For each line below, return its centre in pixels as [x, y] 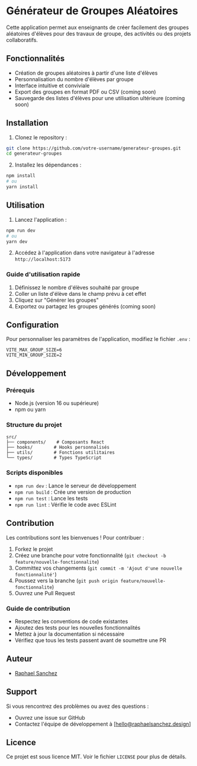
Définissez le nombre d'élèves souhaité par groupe [77, 287]
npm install [21, 176]
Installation [27, 123]
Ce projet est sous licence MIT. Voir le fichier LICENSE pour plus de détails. [96, 757]
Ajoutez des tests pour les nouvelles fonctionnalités [77, 627]
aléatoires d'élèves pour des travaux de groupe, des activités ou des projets [98, 33]
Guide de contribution [38, 608]
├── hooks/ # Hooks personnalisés [58, 448]
